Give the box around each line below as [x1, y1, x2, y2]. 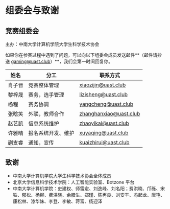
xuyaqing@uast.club [79, 129, 129, 136]
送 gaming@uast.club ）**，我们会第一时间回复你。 [5, 58, 113, 64]
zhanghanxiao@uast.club [79, 110, 140, 117]
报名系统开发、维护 [28, 130, 75, 136]
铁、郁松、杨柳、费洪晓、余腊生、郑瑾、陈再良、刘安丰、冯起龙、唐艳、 [12, 192, 165, 198]
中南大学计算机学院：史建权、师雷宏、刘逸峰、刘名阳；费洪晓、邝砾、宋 [12, 185, 165, 192]
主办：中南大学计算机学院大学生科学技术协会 [5, 41, 100, 47]
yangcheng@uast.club [79, 101, 134, 107]
